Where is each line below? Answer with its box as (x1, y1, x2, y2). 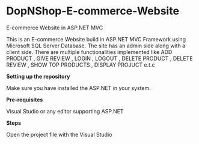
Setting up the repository (6, 73, 70, 80)
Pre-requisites (6, 96, 43, 103)
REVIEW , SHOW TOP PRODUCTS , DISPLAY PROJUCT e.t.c (6, 61, 155, 68)
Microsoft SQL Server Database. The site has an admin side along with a (6, 42, 186, 49)
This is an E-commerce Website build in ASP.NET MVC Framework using (6, 35, 186, 43)
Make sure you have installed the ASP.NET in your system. (6, 84, 152, 91)
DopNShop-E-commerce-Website (6, 4, 179, 18)
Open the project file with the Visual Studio (6, 131, 112, 138)
